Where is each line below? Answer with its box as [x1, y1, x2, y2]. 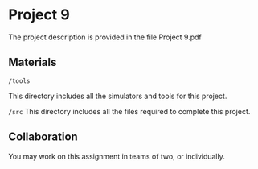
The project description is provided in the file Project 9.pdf [8, 32, 203, 42]
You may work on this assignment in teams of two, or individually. [8, 151, 225, 161]
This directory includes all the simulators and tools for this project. [8, 91, 227, 101]
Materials [8, 56, 57, 69]
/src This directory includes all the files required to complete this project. [8, 106, 251, 116]
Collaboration [8, 130, 78, 144]
